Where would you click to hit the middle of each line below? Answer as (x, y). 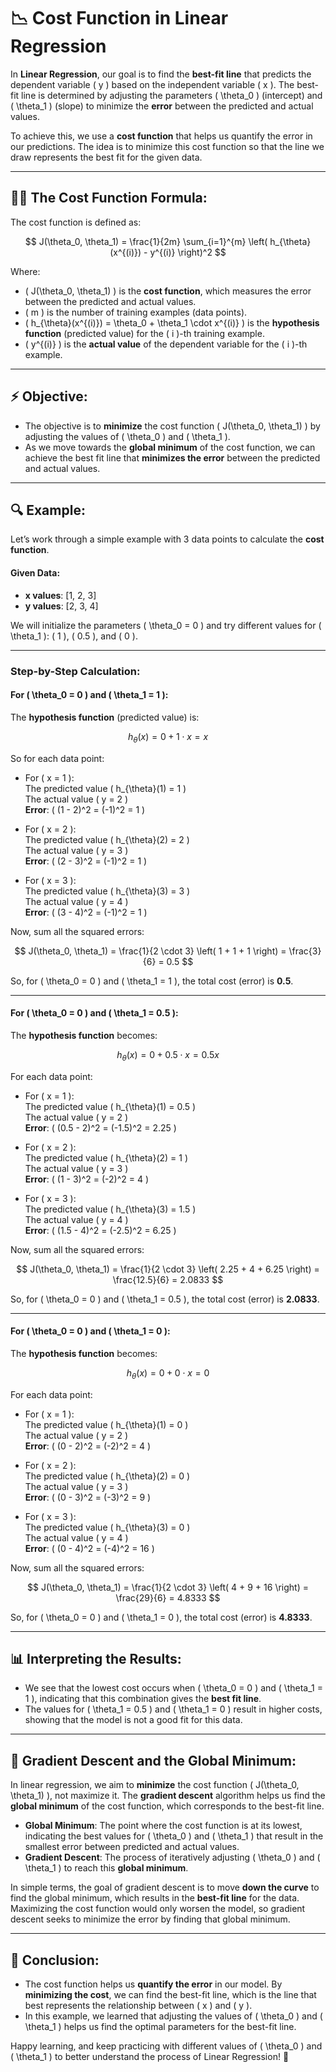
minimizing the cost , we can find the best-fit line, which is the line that (170, 1994)
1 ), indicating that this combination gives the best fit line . (143, 1699)
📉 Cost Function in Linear (119, 18)
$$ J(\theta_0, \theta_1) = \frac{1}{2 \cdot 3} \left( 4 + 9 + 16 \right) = (168, 1587)
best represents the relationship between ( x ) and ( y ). (138, 2005)
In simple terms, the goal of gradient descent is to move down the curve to (165, 1887)
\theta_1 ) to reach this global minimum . (106, 1868)
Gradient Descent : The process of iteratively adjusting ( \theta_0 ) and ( (172, 1857)
